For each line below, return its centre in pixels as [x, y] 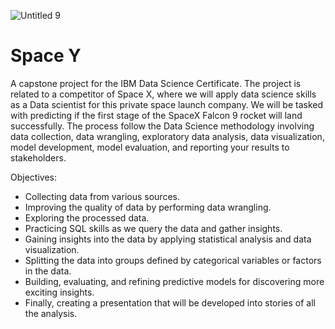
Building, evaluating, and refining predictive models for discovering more [174, 281]
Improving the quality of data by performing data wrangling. [148, 207]
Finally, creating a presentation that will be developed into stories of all [170, 302]
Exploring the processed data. [87, 217]
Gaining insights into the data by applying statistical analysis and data [168, 239]
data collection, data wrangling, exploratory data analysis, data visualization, [167, 136]
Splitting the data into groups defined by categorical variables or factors [173, 260]
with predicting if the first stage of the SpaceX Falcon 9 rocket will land [156, 115]
